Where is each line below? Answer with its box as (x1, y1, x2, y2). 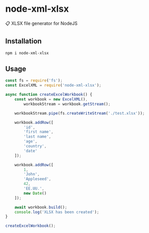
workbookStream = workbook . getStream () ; (23, 101, 111, 107)
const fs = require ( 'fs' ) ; (5, 78, 63, 83)
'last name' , (23, 134, 52, 139)
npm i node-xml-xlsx (5, 50, 49, 56)
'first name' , (23, 130, 54, 135)
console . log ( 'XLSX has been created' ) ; (14, 210, 100, 215)
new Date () (23, 191, 47, 196)
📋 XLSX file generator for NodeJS (5, 20, 78, 26)
